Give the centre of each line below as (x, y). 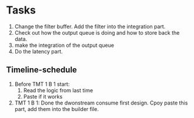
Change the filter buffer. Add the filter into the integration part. (90, 26)
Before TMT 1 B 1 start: (42, 84)
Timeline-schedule (42, 70)
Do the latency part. (39, 51)
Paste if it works (43, 96)
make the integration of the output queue (64, 45)
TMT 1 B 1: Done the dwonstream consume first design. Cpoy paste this (101, 103)
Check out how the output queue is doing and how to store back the (97, 32)
